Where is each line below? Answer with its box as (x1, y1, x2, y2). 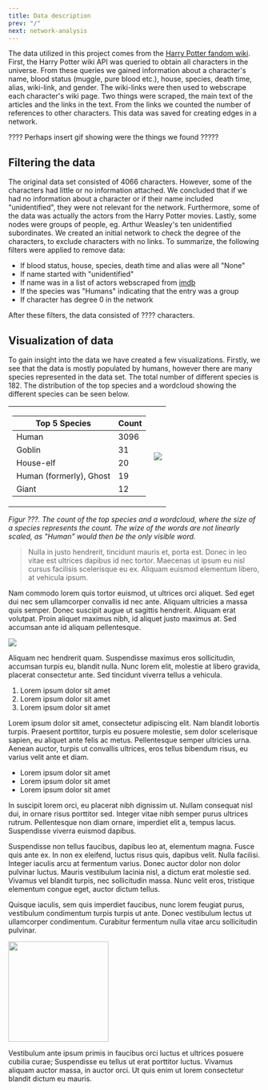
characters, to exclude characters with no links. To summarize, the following (8, 237, 260, 246)
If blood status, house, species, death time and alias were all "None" (19, 261, 246, 270)
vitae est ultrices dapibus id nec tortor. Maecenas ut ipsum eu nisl (27, 555, 246, 565)
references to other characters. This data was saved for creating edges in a (8, 108, 258, 118)
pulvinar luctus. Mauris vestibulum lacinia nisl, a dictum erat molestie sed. (8, 868, 251, 876)
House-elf (16, 458, 56, 468)
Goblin (16, 445, 42, 455)
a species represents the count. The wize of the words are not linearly (8, 523, 240, 532)
